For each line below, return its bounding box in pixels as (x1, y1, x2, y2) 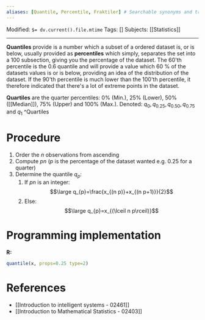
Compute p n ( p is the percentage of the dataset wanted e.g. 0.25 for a (15, 158, 192, 165)
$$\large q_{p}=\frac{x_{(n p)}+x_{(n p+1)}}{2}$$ (49, 188, 174, 195)
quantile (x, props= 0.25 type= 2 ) (6, 260, 88, 266)
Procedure (6, 131, 61, 145)
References (6, 281, 66, 294)
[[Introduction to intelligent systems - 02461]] (15, 301, 130, 308)
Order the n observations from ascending (15, 151, 120, 158)
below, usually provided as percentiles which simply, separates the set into (6, 49, 196, 57)
